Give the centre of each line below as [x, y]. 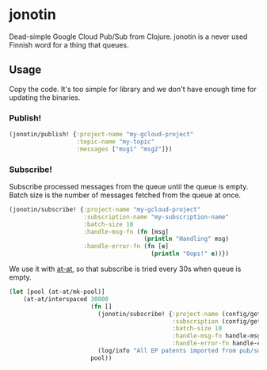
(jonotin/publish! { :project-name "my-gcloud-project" [101, 135]
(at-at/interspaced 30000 [66, 299]
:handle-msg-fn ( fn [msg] [126, 231]
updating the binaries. [45, 97]
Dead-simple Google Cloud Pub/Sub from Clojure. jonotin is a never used [128, 36]
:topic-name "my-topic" [116, 141]
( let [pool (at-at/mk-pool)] [57, 292]
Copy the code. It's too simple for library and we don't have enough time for [133, 89]
